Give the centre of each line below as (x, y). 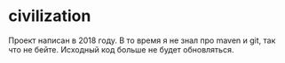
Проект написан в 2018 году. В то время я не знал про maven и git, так (142, 40)
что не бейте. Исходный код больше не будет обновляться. (121, 49)
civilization (50, 16)
